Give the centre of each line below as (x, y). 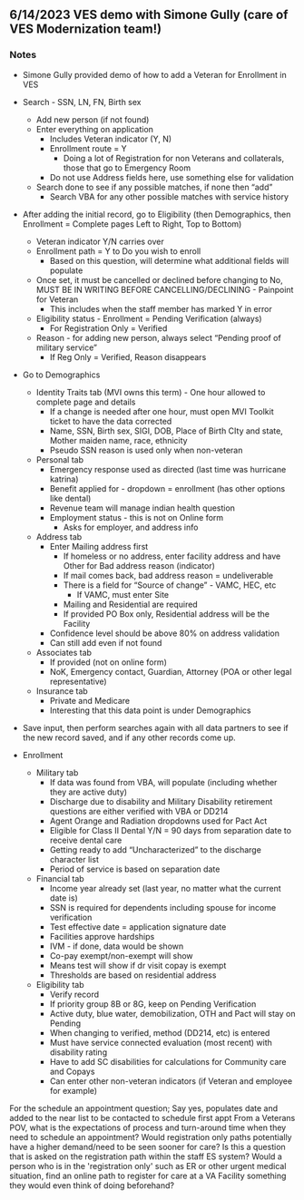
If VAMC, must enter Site (123, 594)
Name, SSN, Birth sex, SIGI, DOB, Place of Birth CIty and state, (166, 431)
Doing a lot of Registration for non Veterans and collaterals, (174, 158)
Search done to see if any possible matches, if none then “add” (154, 187)
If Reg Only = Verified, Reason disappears (128, 356)
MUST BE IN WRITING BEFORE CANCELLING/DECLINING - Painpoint (165, 289)
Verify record (74, 994)
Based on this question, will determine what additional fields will (169, 260)
